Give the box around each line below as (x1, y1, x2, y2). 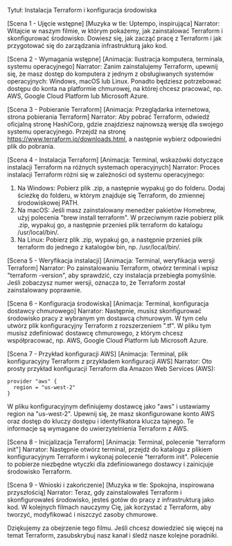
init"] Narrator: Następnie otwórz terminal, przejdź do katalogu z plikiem (7, 445, 213, 454)
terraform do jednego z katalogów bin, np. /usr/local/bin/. (17, 243, 181, 251)
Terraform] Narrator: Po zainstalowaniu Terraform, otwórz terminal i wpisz (7, 264, 219, 272)
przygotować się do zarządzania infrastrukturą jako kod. (7, 42, 168, 49)
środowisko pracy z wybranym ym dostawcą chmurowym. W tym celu (7, 314, 208, 322)
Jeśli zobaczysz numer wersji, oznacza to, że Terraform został (7, 279, 186, 287)
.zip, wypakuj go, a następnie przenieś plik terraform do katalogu (17, 221, 203, 229)
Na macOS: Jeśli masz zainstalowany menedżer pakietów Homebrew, (17, 206, 217, 214)
